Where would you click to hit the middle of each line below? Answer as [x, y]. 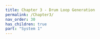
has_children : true [26, 24]
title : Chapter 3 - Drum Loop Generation [50, 10]
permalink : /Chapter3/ [29, 15]
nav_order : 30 [21, 19]
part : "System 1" [24, 29]
